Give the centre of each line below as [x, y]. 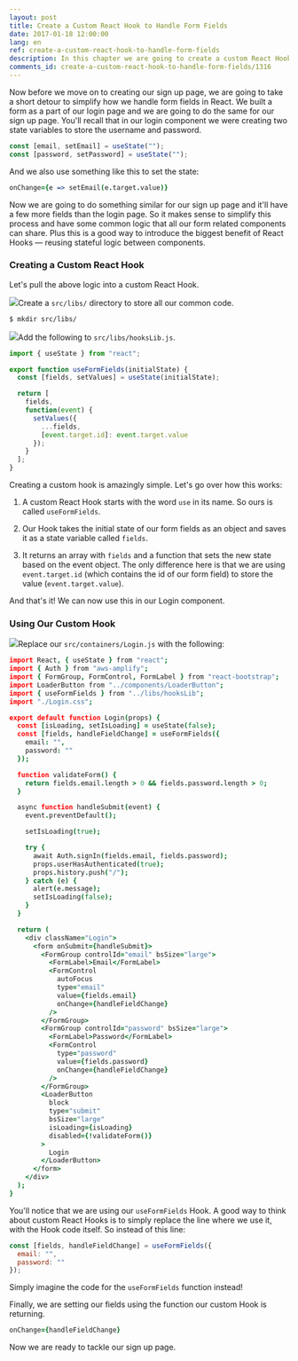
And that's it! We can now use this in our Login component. [117, 601]
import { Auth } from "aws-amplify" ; [79, 669]
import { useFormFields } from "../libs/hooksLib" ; [106, 693]
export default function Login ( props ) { [85, 718]
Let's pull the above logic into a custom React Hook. [104, 284]
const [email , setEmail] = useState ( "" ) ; [87, 146]
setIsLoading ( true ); [63, 832]
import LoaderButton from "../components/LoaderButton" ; [117, 685]
